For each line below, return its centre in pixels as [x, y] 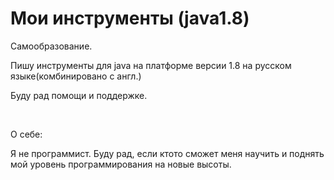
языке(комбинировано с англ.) [76, 76]
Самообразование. [51, 46]
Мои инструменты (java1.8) [130, 18]
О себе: [26, 134]
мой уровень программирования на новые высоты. [121, 164]
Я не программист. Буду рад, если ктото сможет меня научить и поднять [167, 153]
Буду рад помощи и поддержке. [79, 95]
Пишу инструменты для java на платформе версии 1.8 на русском [151, 65]
